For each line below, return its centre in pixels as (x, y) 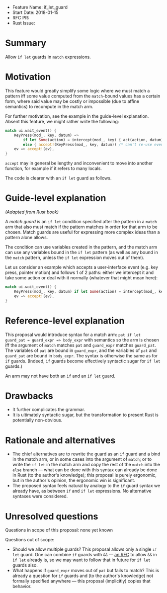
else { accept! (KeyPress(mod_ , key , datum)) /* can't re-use (88, 144)
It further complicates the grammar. (49, 410)
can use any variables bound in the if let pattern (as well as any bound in (82, 253)
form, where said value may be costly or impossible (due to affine (72, 101)
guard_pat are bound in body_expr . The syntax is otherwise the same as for (82, 355)
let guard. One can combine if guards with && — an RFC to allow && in (84, 555)
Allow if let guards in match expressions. (48, 57)
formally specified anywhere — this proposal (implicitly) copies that (81, 581)
